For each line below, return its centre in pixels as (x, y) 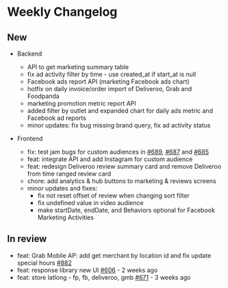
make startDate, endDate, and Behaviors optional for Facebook (126, 210)
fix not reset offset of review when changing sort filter (114, 195)
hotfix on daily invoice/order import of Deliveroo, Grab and (110, 89)
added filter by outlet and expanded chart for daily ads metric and (120, 111)
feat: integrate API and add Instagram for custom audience (110, 159)
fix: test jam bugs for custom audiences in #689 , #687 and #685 (118, 152)
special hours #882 (44, 263)
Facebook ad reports (57, 118)
